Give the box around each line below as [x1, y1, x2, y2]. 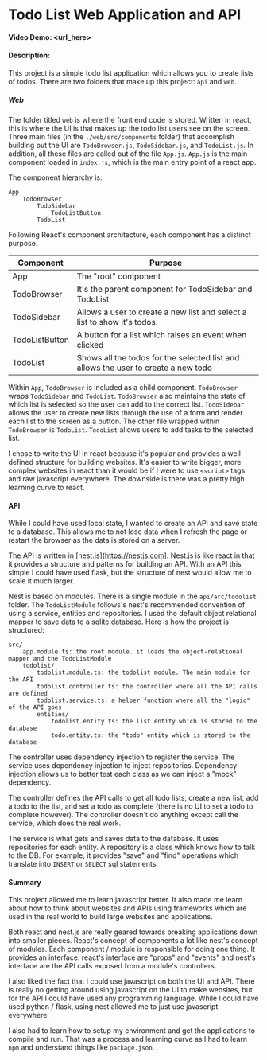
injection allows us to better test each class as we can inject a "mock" [8, 770, 237, 779]
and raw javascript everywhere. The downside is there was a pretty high [8, 473, 245, 483]
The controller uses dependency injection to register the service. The [8, 752, 235, 762]
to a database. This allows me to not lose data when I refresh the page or [8, 527, 248, 536]
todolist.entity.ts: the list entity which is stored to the [50, 718, 258, 726]
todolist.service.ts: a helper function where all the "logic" [37, 696, 250, 705]
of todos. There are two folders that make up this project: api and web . [8, 76, 237, 86]
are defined [8, 690, 48, 698]
